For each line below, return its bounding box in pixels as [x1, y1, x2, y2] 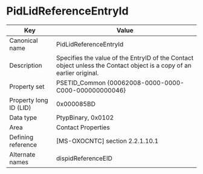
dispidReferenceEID [56, 154, 113, 163]
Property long [9, 95, 48, 104]
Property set [9, 82, 45, 91]
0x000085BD [56, 100, 95, 108]
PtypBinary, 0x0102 [56, 113, 114, 121]
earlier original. [56, 68, 99, 77]
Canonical [9, 36, 38, 45]
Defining [9, 133, 34, 141]
